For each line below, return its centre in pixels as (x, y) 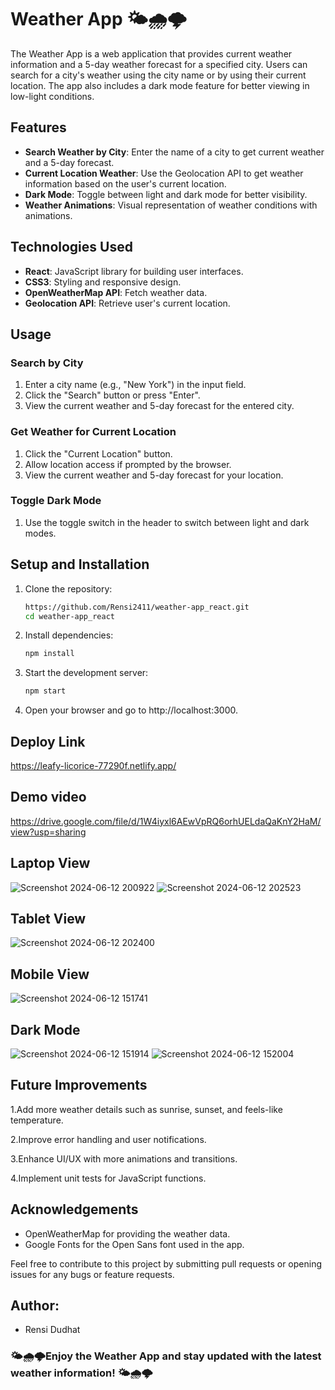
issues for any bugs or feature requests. (92, 1274)
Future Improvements (79, 1085)
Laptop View (50, 863)
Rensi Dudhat (52, 1330)
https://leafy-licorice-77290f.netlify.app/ (93, 765)
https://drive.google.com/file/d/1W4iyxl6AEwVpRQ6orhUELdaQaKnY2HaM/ (166, 821)
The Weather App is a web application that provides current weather (151, 53)
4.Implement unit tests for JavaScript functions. (108, 1178)
